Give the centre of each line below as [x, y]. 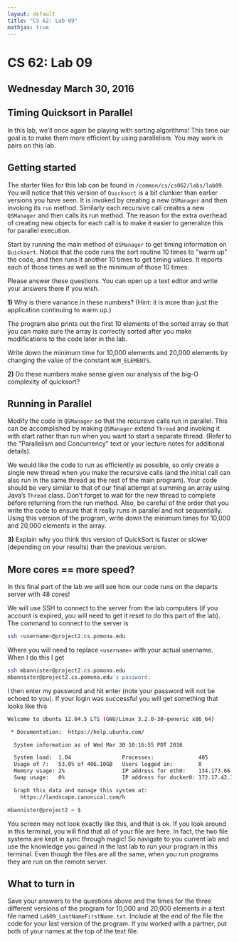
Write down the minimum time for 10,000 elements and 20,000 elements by [118, 352]
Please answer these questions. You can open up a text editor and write [113, 281]
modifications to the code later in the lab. [68, 339]
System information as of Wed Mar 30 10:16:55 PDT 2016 [98, 745]
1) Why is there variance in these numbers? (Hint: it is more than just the [113, 302]
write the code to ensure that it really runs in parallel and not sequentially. [115, 511]
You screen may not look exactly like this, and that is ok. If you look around [117, 824]
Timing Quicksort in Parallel [70, 113]
